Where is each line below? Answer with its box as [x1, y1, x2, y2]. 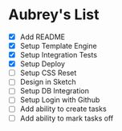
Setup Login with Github [19, 95, 100, 105]
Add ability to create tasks [19, 104, 107, 113]
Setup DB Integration [19, 86, 90, 96]
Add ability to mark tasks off [19, 113, 114, 123]
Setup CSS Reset [19, 68, 77, 77]
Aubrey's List [8, 6, 100, 24]
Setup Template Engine [19, 42, 98, 50]
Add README [19, 32, 66, 42]
